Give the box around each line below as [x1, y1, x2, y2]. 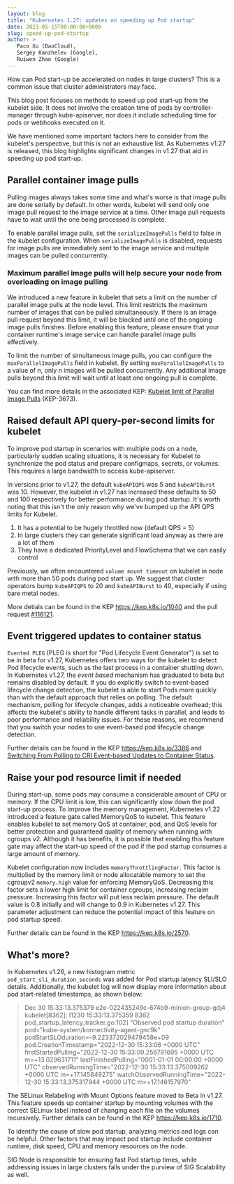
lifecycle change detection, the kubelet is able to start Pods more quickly [7, 686, 217, 694]
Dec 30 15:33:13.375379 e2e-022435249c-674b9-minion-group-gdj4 [24, 1004, 226, 1012]
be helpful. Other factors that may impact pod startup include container [7, 1134, 213, 1143]
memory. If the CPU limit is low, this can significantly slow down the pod [7, 798, 214, 806]
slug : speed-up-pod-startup [7, 29, 89, 37]
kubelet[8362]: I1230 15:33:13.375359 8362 [24, 1011, 150, 1020]
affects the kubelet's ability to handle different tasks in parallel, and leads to [7, 708, 225, 717]
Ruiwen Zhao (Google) [16, 56, 80, 63]
